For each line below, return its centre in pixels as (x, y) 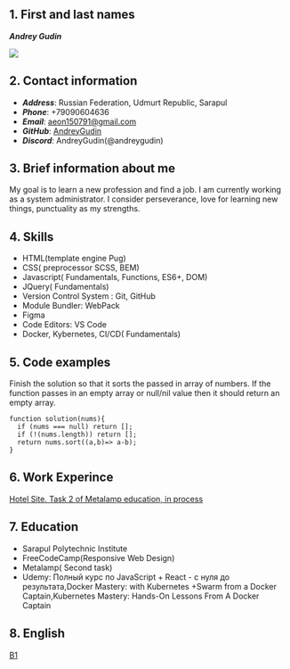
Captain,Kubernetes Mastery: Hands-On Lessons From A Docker (141, 596)
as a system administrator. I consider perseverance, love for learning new (144, 199)
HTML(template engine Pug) (74, 259)
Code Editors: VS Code (64, 325)
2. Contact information (73, 81)
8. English (37, 634)
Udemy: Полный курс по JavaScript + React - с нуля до (125, 577)
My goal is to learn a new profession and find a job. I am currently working (145, 190)
